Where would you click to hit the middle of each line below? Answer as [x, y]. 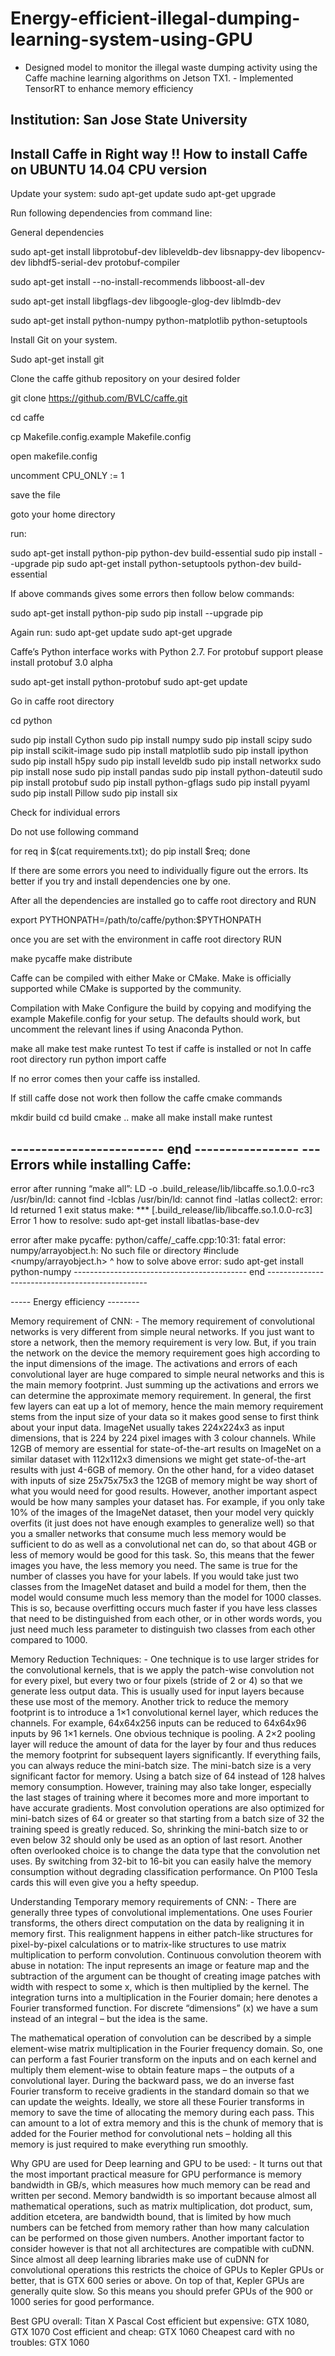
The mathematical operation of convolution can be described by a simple [161, 2038]
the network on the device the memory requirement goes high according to [165, 1353]
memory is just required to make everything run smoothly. [129, 2144]
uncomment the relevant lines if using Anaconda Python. [127, 1029]
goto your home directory [63, 514]
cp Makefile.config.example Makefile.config [101, 437]
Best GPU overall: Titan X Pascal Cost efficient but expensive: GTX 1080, [160, 2321]
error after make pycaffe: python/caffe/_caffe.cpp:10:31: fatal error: [148, 1239]
